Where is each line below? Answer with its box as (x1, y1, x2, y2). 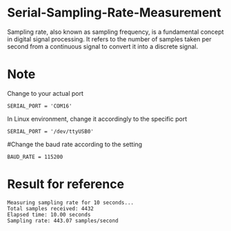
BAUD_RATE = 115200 (7, 153, 63, 160)
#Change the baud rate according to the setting (7, 140, 143, 148)
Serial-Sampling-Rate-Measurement (7, 5, 222, 21)
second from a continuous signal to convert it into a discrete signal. (7, 42, 199, 50)
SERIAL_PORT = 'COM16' (7, 102, 72, 110)
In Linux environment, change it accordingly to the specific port (7, 114, 188, 123)
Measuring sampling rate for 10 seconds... (7, 199, 134, 206)
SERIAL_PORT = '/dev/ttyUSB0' (7, 128, 94, 135)
